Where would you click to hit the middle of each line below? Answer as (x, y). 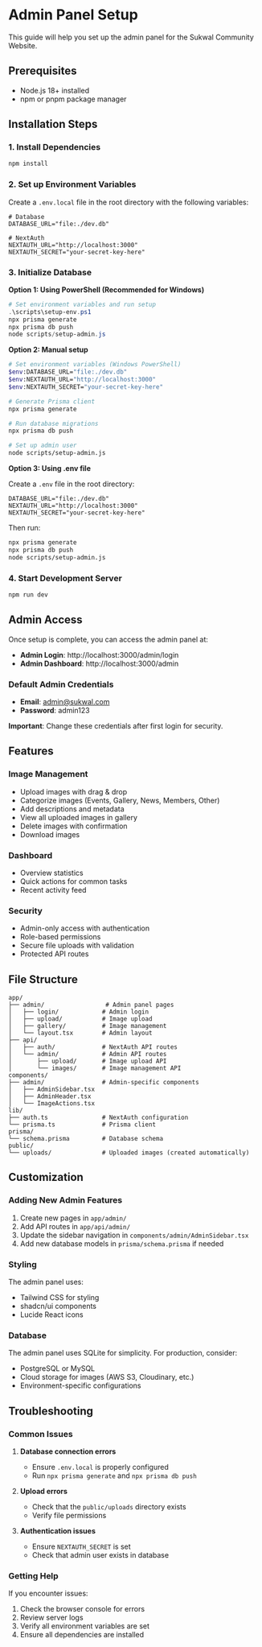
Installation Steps (53, 124)
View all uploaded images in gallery (79, 817)
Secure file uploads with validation (77, 945)
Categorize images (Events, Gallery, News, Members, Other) (120, 800)
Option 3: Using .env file (49, 469)
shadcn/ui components (58, 1306)
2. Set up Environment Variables (72, 184)
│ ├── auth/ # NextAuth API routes (93, 1047)
